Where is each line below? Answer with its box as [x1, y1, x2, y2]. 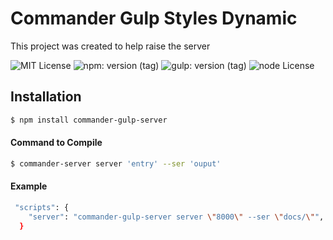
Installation [10, 88, 82, 106]
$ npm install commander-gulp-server [10, 115, 168, 125]
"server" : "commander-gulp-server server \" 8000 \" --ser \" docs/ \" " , [28, 212, 325, 222]
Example [10, 180, 48, 192]
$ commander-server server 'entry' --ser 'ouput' [10, 158, 222, 169]
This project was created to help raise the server [10, 40, 211, 52]
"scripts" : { [14, 202, 70, 212]
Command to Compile [10, 137, 103, 149]
